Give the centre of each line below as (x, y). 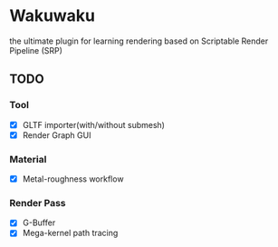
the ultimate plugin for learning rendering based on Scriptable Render (139, 41)
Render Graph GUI (57, 135)
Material (28, 159)
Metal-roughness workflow (73, 179)
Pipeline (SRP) (36, 50)
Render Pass (38, 203)
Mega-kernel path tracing (70, 233)
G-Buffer (39, 222)
